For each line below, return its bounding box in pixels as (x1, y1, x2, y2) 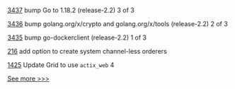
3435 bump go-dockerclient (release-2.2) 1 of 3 (7, 33, 147, 42)
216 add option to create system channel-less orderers (7, 47, 168, 55)
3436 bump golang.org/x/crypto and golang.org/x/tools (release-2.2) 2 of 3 (7, 20, 228, 28)
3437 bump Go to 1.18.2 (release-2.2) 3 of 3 (7, 6, 134, 14)
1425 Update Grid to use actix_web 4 (7, 61, 115, 69)
